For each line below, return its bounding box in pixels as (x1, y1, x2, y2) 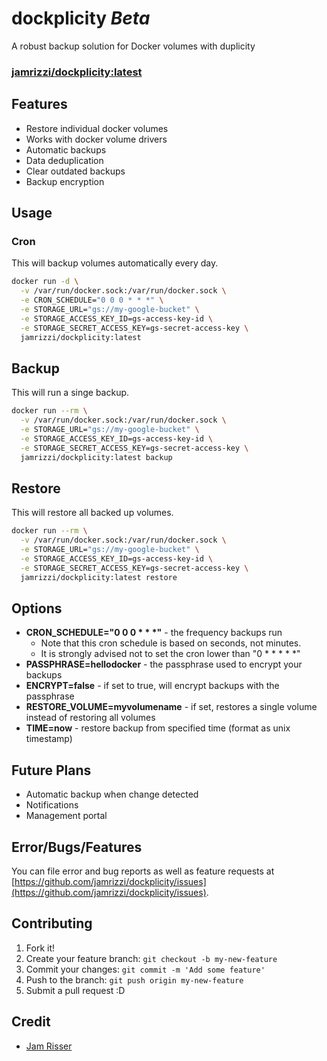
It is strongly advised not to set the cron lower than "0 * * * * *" (40, 648, 301, 660)
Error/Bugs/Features (11, 838, 143, 856)
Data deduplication (25, 154, 104, 166)
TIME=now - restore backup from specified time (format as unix (25, 722, 291, 734)
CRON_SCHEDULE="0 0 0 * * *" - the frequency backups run (25, 627, 283, 639)
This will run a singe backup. (11, 387, 130, 399)
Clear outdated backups (25, 165, 126, 177)
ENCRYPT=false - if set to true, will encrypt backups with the (25, 680, 280, 692)
